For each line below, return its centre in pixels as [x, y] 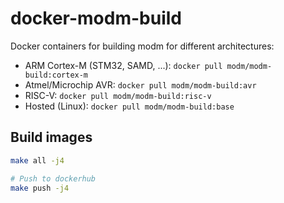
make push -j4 [40, 188]
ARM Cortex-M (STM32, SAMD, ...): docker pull [123, 65]
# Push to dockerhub [53, 178]
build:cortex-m [56, 75]
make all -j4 [37, 160]
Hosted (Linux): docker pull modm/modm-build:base [129, 106]
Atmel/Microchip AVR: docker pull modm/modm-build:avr [140, 84]
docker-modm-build [96, 18]
